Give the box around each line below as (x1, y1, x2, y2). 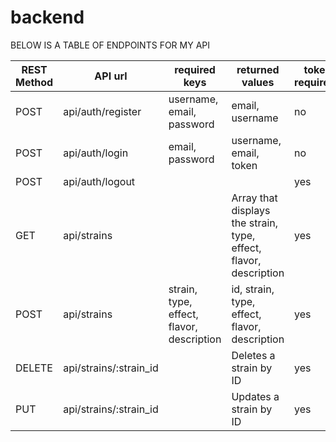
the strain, (231, 216, 279, 230)
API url (94, 69, 128, 83)
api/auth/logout (63, 174, 136, 188)
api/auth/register (63, 104, 142, 118)
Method (15, 75, 54, 89)
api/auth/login (63, 146, 129, 160)
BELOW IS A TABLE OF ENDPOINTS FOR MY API (10, 39, 210, 51)
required (174, 62, 216, 76)
